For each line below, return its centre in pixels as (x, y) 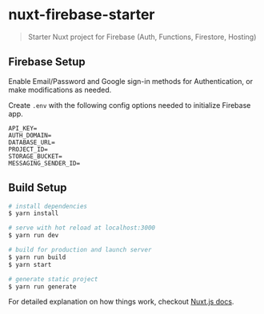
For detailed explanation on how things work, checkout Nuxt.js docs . (121, 302)
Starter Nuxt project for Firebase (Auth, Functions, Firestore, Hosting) (142, 37)
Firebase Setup (47, 62)
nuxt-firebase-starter (82, 15)
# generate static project (53, 279)
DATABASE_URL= (32, 142)
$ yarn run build (37, 257)
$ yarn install (34, 213)
